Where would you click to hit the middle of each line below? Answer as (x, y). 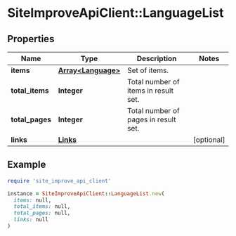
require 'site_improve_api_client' (59, 181)
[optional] (209, 140)
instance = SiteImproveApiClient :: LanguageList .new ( (86, 194)
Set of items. (148, 70)
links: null (31, 220)
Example (27, 165)
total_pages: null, (42, 213)
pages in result (152, 119)
